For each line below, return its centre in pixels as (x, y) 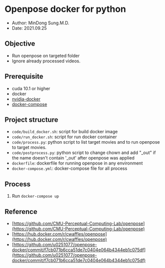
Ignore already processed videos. (46, 61)
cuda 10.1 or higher (31, 88)
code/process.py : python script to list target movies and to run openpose (86, 142)
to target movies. (29, 148)
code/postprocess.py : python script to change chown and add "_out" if (84, 153)
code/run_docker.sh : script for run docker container (64, 137)
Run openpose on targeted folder (46, 55)
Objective (20, 44)
